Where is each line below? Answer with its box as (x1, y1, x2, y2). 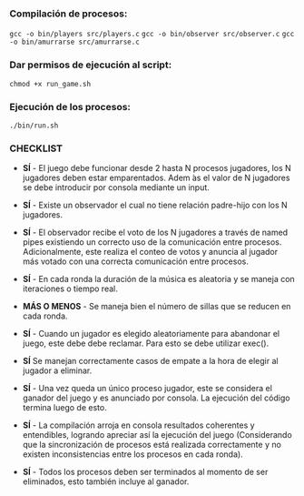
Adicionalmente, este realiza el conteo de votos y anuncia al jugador (22, 247, 279, 258)
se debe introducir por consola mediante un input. (22, 182, 211, 193)
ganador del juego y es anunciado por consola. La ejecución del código (22, 392, 290, 403)
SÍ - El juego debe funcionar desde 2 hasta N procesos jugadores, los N (22, 163, 292, 174)
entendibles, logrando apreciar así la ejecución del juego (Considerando (22, 430, 292, 440)
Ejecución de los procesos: (9, 100, 132, 113)
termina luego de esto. (22, 402, 107, 413)
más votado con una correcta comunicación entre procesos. (22, 256, 250, 267)
